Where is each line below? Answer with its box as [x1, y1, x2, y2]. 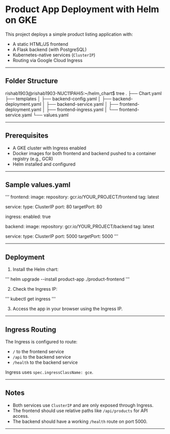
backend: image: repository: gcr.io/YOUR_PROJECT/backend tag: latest [5, 224, 154, 230]
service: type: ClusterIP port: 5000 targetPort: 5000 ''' [5, 233, 119, 239]
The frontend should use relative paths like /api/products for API [12, 408, 148, 414]
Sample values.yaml [5, 180, 71, 189]
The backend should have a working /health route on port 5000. [12, 418, 148, 424]
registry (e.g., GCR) [12, 156, 53, 162]
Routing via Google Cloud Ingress [12, 57, 82, 63]
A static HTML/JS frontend [12, 41, 68, 47]
